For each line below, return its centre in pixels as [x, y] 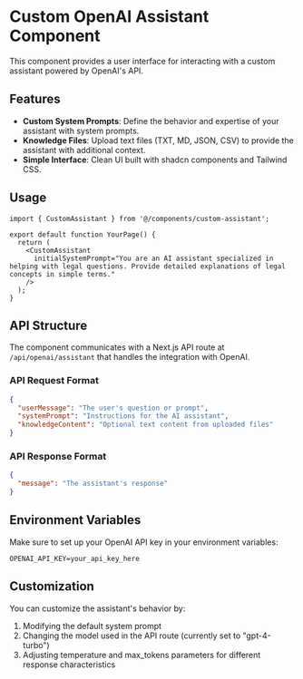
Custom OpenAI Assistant [109, 17]
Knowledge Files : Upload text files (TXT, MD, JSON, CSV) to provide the [158, 140]
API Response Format [58, 456]
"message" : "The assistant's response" [93, 484]
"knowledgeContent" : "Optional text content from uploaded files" [146, 425]
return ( [34, 242]
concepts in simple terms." [63, 274]
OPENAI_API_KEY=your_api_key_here [75, 558]
